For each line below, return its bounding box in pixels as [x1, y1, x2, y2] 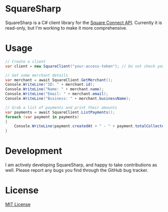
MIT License [5, 201, 31, 207]
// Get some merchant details [5, 73, 68, 78]
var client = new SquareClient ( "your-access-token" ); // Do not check [5, 64, 155, 69]
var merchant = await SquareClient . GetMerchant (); [5, 77, 113, 83]
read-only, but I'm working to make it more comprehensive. [5, 25, 127, 31]
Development [5, 145, 62, 157]
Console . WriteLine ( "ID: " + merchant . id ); [5, 82, 95, 87]
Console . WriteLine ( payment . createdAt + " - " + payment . [14, 124, 135, 129]
